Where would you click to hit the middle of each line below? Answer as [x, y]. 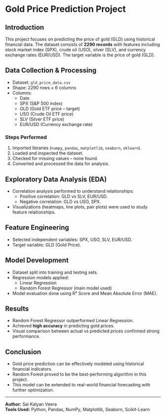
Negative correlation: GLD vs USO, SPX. [60, 202]
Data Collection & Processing [51, 70]
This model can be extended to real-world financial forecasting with [81, 385]
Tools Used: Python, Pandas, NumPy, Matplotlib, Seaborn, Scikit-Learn [78, 410]
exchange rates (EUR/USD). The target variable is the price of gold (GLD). [80, 55]
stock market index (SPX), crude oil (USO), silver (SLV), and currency [75, 50]
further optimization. [33, 390]
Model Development [37, 260]
